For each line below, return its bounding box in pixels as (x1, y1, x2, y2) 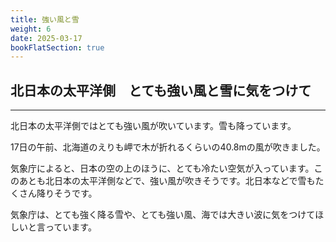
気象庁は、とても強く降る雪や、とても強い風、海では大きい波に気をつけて (10, 209, 316, 221)
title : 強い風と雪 (10, 14, 80, 25)
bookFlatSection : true (10, 42, 105, 53)
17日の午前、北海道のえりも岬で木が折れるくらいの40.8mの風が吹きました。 (10, 141, 326, 153)
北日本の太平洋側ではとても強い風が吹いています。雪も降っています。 (10, 120, 297, 132)
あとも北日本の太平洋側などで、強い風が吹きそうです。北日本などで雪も (18, 175, 316, 187)
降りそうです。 (36, 187, 98, 200)
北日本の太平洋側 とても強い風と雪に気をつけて (10, 82, 312, 99)
